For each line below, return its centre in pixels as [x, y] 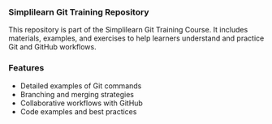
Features [26, 68]
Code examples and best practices [78, 111]
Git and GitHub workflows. [52, 47]
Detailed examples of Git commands [81, 86]
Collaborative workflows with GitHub [82, 103]
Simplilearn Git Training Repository [79, 12]
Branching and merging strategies [77, 94]
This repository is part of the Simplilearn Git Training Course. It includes [128, 30]
